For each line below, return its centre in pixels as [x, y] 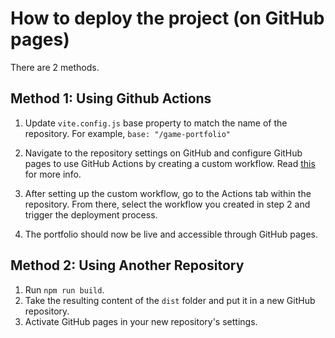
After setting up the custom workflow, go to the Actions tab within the [168, 193]
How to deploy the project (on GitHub [167, 18]
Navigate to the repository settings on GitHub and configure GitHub [163, 153]
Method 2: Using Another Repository [127, 265]
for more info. [53, 174]
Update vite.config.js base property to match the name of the [156, 123]
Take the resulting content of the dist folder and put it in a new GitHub [170, 300]
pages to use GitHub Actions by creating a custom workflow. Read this [170, 163]
